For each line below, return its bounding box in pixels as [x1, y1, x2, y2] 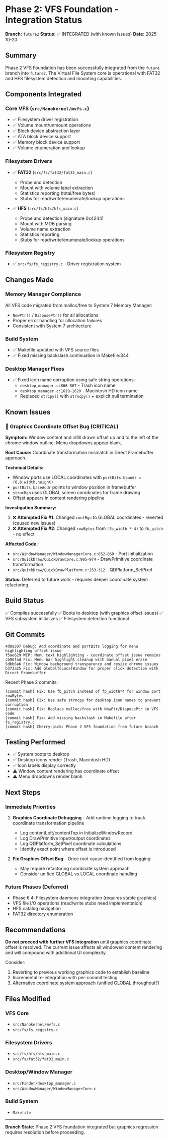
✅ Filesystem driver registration [12, 116, 78, 123]
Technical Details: [5, 465, 44, 470]
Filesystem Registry [5, 249, 55, 256]
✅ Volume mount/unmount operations [12, 122, 92, 128]
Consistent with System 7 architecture [12, 323, 92, 329]
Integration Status [5, 14, 82, 26]
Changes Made [5, 276, 54, 284]
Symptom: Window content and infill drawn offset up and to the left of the [5, 435, 159, 440]
